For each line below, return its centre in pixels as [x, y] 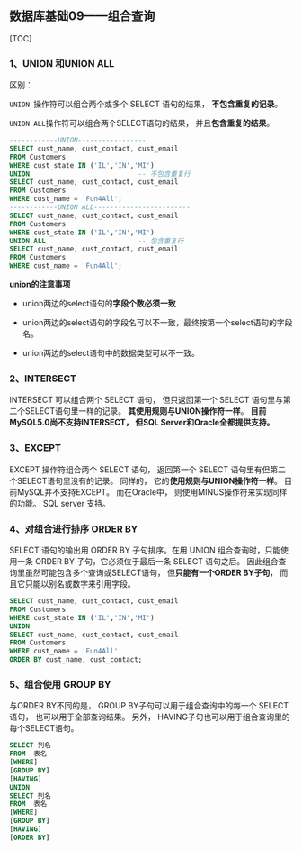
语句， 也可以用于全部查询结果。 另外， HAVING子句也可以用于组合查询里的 [150, 717]
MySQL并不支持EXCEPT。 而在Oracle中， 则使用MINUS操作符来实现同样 [152, 492]
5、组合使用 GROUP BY [60, 684]
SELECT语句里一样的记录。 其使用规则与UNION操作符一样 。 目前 [146, 411]
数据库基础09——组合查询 [82, 16]
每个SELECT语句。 [44, 728]
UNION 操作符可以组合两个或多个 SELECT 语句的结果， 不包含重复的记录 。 [146, 104]
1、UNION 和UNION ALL [62, 63]
